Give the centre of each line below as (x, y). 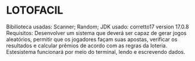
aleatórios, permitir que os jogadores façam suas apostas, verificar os (92, 39)
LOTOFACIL (35, 10)
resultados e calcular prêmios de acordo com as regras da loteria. (87, 46)
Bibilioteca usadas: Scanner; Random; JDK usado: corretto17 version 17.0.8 (97, 27)
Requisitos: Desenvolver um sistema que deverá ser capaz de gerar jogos (96, 33)
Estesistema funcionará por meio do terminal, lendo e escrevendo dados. (96, 52)
